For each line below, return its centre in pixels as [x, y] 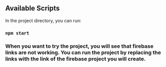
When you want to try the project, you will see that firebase [79, 46]
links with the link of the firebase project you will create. [75, 59]
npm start [17, 33]
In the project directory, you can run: [43, 20]
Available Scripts [32, 8]
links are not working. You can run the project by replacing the [83, 52]
